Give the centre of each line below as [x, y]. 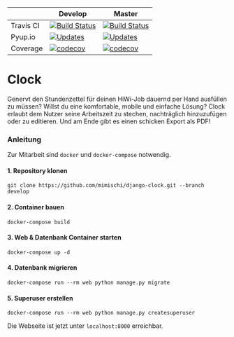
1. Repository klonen [37, 170]
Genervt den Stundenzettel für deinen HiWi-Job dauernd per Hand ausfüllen [117, 99]
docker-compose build [39, 222]
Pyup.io [23, 37]
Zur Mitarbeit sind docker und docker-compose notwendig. [89, 155]
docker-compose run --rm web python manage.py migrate [89, 283]
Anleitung [24, 139]
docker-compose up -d [39, 252]
